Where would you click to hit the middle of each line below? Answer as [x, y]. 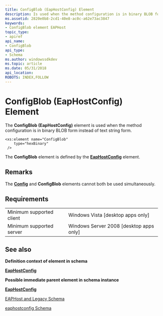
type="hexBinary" [31, 143]
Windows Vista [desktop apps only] [109, 215]
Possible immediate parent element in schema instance [62, 280]
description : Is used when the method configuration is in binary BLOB [79, 14]
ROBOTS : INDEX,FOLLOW [27, 77]
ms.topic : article [24, 64]
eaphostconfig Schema [28, 308]
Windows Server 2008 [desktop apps [111, 226]
